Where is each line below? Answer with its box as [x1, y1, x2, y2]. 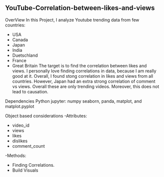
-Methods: [5, 153, 26, 158]
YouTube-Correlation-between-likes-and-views [5, 4, 155, 12]
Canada [12, 37, 28, 43]
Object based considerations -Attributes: [5, 112, 87, 119]
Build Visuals [12, 167, 38, 173]
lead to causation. [12, 88, 48, 94]
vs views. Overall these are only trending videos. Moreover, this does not [12, 83, 160, 89]
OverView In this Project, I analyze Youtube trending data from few [5, 17, 140, 22]
